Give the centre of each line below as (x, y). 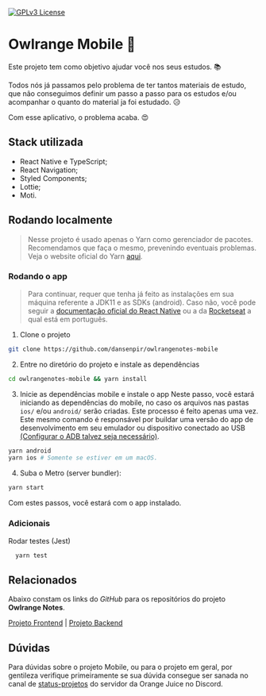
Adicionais (29, 524)
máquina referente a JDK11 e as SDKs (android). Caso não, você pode (142, 302)
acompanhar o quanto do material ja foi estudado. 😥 (94, 102)
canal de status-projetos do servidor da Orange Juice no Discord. (116, 684)
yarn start (26, 488)
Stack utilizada (46, 142)
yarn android (30, 451)
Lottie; (30, 186)
